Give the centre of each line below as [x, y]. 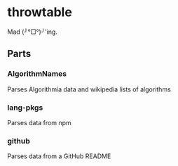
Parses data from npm [39, 122]
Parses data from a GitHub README [59, 156]
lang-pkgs [25, 108]
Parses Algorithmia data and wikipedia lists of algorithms [89, 89]
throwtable [40, 12]
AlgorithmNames [37, 74]
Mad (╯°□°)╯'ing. [33, 32]
